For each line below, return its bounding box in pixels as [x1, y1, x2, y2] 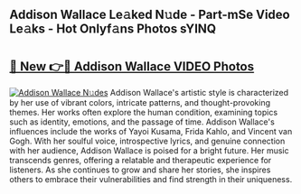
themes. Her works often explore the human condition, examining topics [9, 107, 278, 117]
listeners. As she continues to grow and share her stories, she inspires [9, 164, 271, 175]
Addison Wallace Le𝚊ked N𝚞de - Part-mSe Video [9, 7, 291, 23]
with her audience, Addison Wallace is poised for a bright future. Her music [9, 145, 289, 156]
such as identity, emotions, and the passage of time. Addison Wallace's [9, 116, 276, 127]
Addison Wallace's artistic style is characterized [109, 88, 289, 97]
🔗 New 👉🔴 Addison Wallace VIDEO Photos [9, 59, 255, 74]
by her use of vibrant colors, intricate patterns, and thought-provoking [9, 97, 271, 107]
